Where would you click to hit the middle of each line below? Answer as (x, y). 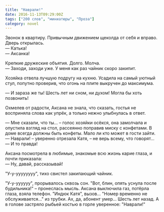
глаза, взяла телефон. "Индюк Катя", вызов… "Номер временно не (76, 194)
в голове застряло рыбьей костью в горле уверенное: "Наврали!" (75, 205)
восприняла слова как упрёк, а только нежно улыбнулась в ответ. (76, 113)
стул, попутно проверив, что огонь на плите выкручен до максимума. (80, 83)
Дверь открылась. (25, 43)
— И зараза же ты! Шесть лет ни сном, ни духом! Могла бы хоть (74, 93)
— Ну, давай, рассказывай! (34, 164)
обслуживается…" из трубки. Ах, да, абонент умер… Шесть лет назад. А (82, 199)
